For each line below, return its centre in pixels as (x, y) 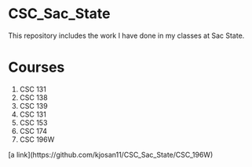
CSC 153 (33, 122)
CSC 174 (33, 131)
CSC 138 (34, 97)
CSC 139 (34, 106)
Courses (37, 67)
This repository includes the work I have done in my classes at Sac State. (126, 35)
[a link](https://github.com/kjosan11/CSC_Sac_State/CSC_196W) (111, 154)
